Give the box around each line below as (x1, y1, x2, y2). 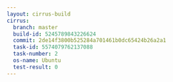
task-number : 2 (13, 51, 58, 58)
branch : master (13, 24, 58, 31)
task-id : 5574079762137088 (13, 43, 93, 51)
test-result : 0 (13, 63, 58, 71)
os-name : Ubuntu (13, 57, 61, 64)
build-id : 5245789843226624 (13, 30, 97, 38)
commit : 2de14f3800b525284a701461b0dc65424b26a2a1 (13, 37, 167, 44)
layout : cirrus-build (6, 10, 71, 18)
